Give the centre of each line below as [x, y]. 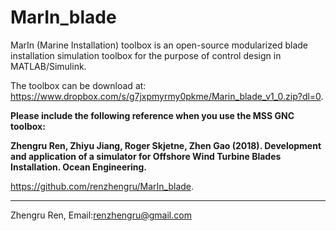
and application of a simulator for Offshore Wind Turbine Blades [146, 156]
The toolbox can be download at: [78, 85]
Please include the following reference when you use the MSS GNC [152, 115]
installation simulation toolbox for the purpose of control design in [146, 55]
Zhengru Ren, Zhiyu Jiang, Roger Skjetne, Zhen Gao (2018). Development [166, 145]
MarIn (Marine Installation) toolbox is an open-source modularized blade [159, 45]
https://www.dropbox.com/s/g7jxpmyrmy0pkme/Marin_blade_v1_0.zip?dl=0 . [167, 96]
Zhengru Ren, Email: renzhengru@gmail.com [101, 215]
